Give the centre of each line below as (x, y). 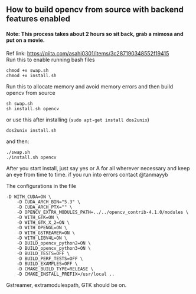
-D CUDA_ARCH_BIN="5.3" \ (49, 202)
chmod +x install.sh (32, 75)
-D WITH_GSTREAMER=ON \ (46, 233)
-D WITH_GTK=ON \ (38, 217)
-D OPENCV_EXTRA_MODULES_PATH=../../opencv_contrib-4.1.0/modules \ (103, 212)
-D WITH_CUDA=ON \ (29, 197)
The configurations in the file (41, 186)
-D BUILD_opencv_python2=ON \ (54, 243)
